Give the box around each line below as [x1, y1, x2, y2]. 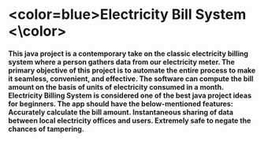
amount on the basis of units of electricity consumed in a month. [8, 82, 225, 91]
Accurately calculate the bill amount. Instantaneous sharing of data [8, 107, 234, 117]
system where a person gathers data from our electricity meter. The [8, 57, 235, 66]
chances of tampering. [8, 124, 85, 133]
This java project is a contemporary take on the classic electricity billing [8, 49, 249, 58]
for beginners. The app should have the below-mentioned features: [8, 98, 234, 108]
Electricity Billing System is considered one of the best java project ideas [8, 91, 252, 100]
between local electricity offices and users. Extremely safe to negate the [8, 116, 251, 125]
